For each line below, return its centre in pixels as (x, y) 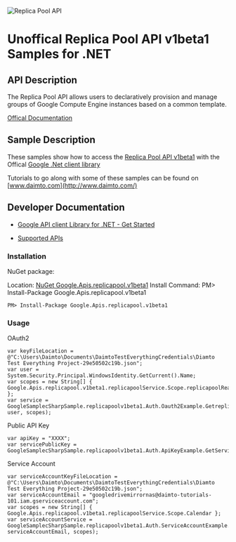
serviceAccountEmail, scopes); (53, 532)
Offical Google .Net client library (54, 164)
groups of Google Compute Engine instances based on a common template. (117, 104)
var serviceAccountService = (50, 520)
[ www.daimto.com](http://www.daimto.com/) (72, 185)
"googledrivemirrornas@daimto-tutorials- (150, 495)
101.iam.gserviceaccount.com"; (53, 501)
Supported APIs (40, 238)
